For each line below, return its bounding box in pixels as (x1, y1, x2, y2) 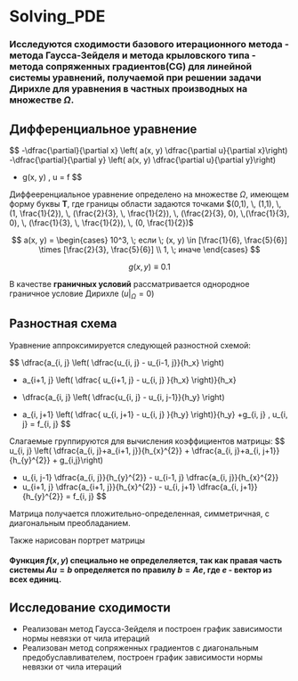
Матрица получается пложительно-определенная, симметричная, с (9, 508, 270, 519)
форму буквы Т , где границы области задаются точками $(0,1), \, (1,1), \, (9, 198, 282, 209)
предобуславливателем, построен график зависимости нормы (21, 652, 263, 662)
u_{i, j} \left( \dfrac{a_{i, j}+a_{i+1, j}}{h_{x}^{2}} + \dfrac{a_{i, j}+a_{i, (9, 445, 261, 455)
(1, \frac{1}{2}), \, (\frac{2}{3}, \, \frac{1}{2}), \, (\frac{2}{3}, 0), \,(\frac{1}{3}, (9, 208, 290, 218)
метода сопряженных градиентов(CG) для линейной (9, 61, 253, 73)
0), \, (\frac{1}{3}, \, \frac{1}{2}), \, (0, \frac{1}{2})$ (9, 217, 194, 228)
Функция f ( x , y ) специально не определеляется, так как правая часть (9, 555, 283, 566)
